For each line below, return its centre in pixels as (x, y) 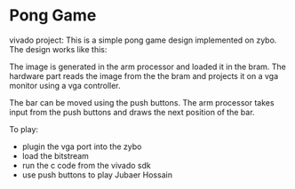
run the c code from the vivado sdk (86, 165)
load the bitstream (55, 155)
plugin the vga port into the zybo (82, 146)
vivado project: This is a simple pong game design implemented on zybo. (143, 40)
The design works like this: (58, 49)
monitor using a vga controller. (65, 85)
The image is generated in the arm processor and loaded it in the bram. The (147, 67)
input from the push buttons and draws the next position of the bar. (132, 112)
